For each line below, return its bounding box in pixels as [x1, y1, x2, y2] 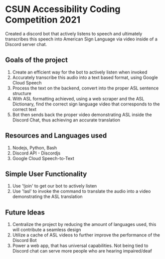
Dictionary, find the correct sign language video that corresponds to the [12, 101, 160, 107]
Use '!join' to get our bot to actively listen [12, 183, 97, 189]
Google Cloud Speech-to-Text [12, 155, 75, 161]
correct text [12, 106, 37, 112]
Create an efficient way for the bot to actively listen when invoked [12, 69, 148, 75]
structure [12, 90, 31, 96]
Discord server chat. [5, 41, 47, 47]
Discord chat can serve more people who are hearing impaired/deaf [12, 248, 152, 254]
